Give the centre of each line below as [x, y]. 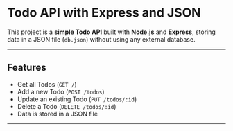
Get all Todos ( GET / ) [47, 84]
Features [27, 68]
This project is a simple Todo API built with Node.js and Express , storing [112, 32]
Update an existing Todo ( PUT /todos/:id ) [77, 99]
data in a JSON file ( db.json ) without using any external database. [101, 39]
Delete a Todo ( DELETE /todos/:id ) [67, 106]
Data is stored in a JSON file [58, 114]
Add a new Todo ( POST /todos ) [61, 91]
